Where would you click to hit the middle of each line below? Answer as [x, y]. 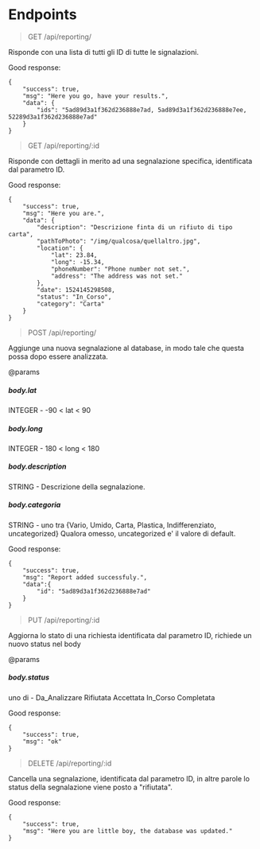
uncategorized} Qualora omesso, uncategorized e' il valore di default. [122, 533]
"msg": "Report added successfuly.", [85, 577]
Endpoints [43, 15]
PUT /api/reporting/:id [64, 620]
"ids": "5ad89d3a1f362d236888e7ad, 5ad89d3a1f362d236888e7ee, [142, 110]
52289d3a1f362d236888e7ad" [53, 117]
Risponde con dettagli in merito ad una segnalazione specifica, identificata [130, 161]
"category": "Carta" [71, 304]
